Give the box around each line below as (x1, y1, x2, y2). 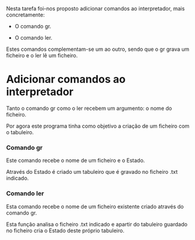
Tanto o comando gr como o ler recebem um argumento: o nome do (6, 105, 172, 112)
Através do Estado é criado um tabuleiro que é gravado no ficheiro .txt (6, 168, 178, 176)
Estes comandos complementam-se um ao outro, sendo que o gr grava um (6, 46, 190, 53)
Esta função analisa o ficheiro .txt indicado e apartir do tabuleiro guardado (6, 220, 188, 228)
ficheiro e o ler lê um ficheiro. (6, 52, 78, 59)
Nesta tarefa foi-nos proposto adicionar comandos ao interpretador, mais (6, 5, 185, 12)
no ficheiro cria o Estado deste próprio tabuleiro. (6, 227, 124, 234)
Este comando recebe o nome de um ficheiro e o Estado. (6, 157, 145, 164)
